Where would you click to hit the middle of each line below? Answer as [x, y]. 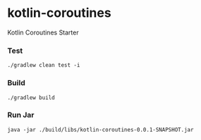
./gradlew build [31, 97]
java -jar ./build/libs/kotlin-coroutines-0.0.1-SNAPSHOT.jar [100, 129]
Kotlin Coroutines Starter [43, 32]
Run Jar [21, 115]
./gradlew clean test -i [44, 65]
